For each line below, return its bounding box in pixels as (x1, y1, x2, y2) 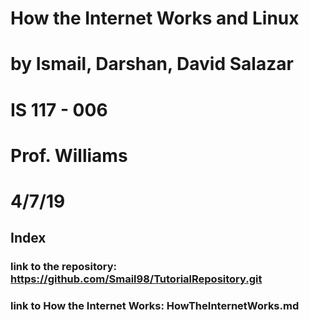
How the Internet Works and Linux (10, 7, 300, 30)
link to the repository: (10, 260, 118, 274)
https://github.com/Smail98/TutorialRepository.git (10, 272, 263, 286)
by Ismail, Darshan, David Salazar (10, 53, 294, 76)
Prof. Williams (10, 144, 128, 167)
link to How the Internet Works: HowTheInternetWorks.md (10, 299, 300, 313)
